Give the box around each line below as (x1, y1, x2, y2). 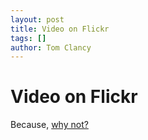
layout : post (10, 14, 65, 25)
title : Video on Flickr (10, 24, 110, 34)
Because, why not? (10, 119, 89, 131)
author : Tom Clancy (10, 42, 92, 53)
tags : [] (10, 33, 47, 43)
